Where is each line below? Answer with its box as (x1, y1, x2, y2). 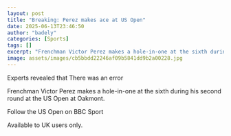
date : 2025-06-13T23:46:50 (7, 23, 85, 30)
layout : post (7, 10, 45, 17)
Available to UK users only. (7, 121, 83, 129)
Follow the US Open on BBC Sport (7, 107, 104, 115)
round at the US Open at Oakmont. (7, 94, 105, 102)
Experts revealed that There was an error (7, 73, 124, 82)
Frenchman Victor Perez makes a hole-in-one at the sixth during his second (7, 87, 222, 95)
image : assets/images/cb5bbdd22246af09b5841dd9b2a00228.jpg (7, 55, 184, 62)
